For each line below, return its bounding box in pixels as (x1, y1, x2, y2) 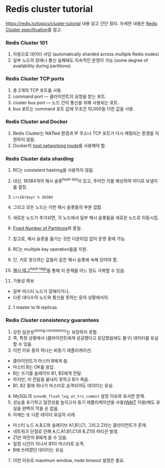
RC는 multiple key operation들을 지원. (12, 246, 88, 252)
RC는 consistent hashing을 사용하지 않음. (12, 167, 94, 173)
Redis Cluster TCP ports (5, 75, 65, 82)
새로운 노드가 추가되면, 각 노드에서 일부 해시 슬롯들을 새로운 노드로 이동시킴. (12, 214, 160, 221)
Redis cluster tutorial (5, 3, 93, 15)
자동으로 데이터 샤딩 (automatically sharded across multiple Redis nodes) (12, 51, 160, 57)
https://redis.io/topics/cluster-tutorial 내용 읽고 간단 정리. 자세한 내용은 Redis (5, 20, 158, 26)
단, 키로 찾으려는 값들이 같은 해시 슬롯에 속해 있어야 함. (12, 256, 118, 263)
